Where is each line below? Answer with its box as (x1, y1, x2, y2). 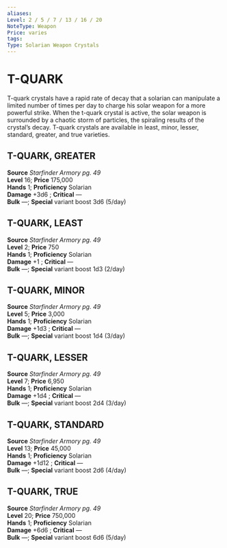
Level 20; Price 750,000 (7, 511, 76, 519)
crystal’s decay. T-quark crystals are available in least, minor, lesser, (7, 123, 200, 131)
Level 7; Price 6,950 (7, 377, 64, 386)
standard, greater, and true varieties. (7, 130, 110, 138)
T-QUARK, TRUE (7, 486, 79, 497)
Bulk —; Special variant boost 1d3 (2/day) (7, 264, 125, 273)
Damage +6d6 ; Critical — (7, 525, 82, 534)
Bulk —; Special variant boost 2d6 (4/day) (7, 466, 126, 474)
